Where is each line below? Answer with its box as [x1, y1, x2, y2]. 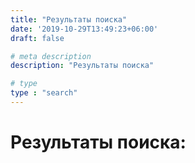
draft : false [10, 33, 65, 43]
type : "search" [10, 88, 78, 98]
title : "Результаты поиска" [10, 14, 128, 25]
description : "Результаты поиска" [10, 61, 155, 71]
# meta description [10, 51, 92, 61]
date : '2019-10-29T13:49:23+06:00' [10, 24, 159, 34]
